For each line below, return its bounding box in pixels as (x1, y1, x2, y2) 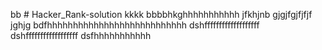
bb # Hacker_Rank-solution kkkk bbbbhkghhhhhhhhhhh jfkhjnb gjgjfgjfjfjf (10, 9, 313, 20)
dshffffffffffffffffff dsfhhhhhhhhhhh (10, 30, 152, 41)
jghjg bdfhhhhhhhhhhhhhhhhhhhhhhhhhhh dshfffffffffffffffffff (10, 19, 260, 31)
